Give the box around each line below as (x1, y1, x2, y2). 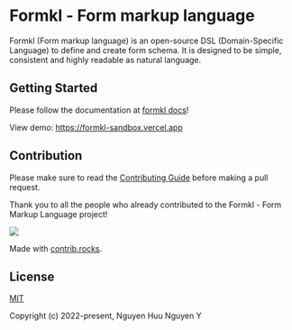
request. (9, 181, 41, 192)
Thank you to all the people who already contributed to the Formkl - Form (9, 199, 282, 210)
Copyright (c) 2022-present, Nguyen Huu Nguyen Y (9, 310, 202, 321)
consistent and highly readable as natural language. (9, 54, 202, 65)
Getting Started (9, 80, 98, 96)
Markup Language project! (9, 208, 108, 219)
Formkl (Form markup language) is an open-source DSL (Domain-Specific (9, 35, 284, 46)
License (9, 269, 55, 284)
